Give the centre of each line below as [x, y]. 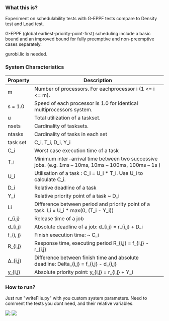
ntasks [16, 134]
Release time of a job [59, 218]
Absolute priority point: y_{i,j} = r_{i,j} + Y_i [84, 272]
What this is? [21, 8]
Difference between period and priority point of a [92, 204]
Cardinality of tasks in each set [71, 134]
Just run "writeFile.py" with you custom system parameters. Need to [76, 298]
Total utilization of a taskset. [67, 117]
